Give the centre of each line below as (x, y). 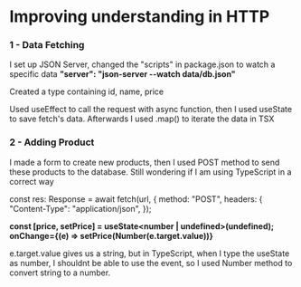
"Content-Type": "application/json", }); (80, 208)
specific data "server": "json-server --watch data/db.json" (123, 74)
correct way (32, 181)
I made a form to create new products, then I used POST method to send (145, 162)
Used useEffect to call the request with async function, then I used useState (150, 110)
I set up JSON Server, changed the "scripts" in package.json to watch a (142, 64)
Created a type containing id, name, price (87, 91)
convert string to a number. (60, 273)
